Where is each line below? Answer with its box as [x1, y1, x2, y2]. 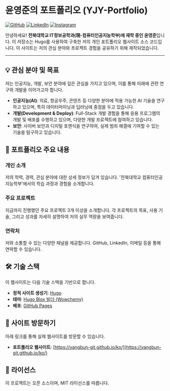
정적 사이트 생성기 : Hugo [12, 290, 62, 296]
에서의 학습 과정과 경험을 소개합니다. [22, 181, 95, 187]
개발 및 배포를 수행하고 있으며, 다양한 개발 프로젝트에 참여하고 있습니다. [12, 116, 153, 122]
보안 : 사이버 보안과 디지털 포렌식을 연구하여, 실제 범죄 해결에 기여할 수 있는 [12, 123, 160, 129]
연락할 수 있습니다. [5, 246, 42, 253]
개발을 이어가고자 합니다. [14, 87, 64, 93]
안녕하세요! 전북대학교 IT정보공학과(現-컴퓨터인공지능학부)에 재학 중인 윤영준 [5, 32, 157, 38]
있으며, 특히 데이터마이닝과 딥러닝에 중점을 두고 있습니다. [22, 103, 135, 110]
